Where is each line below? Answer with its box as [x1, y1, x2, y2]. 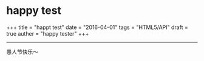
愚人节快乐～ [6, 48, 38, 55]
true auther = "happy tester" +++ [6, 30, 89, 37]
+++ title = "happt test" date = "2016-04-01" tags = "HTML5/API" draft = [6, 24, 188, 31]
